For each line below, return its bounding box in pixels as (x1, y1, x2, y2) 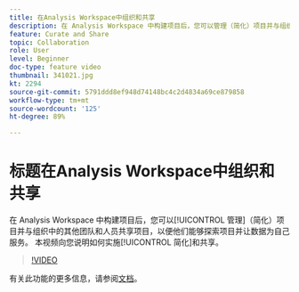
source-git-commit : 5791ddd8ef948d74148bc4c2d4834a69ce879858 (9, 87, 245, 96)
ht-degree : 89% (9, 112, 66, 121)
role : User (9, 46, 50, 55)
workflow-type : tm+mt (9, 95, 90, 105)
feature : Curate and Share (9, 29, 109, 38)
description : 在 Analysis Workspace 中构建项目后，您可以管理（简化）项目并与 (9, 21, 280, 30)
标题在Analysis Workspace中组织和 (9, 161, 275, 182)
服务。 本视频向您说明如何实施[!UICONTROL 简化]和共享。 (9, 237, 224, 247)
